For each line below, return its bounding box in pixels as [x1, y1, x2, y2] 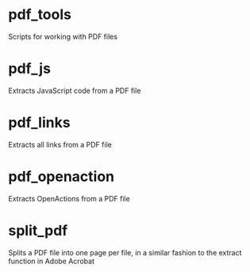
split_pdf [8, 221, 68, 239]
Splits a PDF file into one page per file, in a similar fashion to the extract [8, 247, 242, 257]
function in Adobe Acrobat [8, 256, 95, 266]
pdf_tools [8, 6, 71, 24]
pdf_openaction [8, 168, 115, 186]
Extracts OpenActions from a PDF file [8, 193, 131, 203]
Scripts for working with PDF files [8, 32, 117, 41]
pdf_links [8, 113, 71, 132]
